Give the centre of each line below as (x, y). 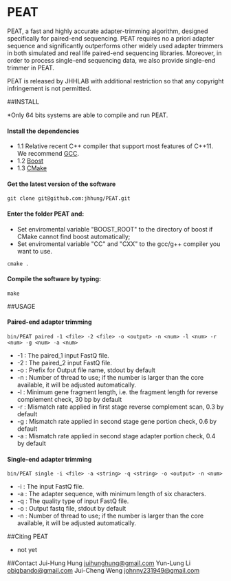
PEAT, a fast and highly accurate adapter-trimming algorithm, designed (108, 31)
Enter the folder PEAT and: (46, 214)
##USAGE (21, 306)
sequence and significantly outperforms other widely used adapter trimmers (115, 45)
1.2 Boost (30, 161)
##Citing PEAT (27, 537)
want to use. (35, 251)
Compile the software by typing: (54, 279)
